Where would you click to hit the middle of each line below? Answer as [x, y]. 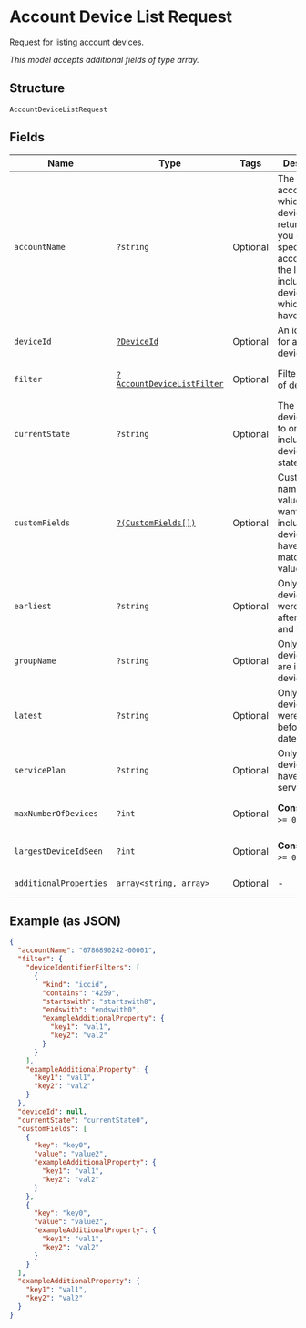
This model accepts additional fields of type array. [105, 59]
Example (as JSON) [65, 921]
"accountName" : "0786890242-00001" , [87, 950]
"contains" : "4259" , [81, 993]
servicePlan [40, 770]
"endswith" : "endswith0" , [92, 1010]
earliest [33, 606]
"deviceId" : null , [53, 1111]
